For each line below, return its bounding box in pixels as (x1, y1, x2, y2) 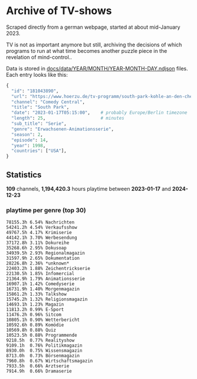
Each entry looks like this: (6, 71, 68, 78)
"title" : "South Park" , (11, 104, 69, 110)
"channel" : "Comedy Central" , (11, 99, 85, 105)
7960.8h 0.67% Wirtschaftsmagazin (6, 358, 93, 364)
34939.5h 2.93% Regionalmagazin (6, 251, 85, 256)
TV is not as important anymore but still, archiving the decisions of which (6, 41, 182, 48)
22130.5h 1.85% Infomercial (6, 271, 75, 277)
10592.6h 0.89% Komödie (6, 322, 64, 328)
